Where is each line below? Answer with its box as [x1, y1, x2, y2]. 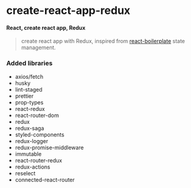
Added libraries [6, 59, 53, 67]
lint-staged [15, 86, 42, 93]
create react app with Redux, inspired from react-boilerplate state [21, 38, 186, 45]
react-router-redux [15, 156, 62, 164]
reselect [15, 169, 36, 176]
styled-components [15, 131, 65, 138]
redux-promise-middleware [15, 144, 84, 151]
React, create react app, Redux [6, 24, 86, 31]
